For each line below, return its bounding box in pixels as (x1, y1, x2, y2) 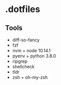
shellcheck (12, 64, 35, 69)
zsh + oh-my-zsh (12, 74, 48, 80)
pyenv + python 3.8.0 (12, 53, 56, 59)
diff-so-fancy (12, 37, 40, 43)
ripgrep (12, 58, 28, 64)
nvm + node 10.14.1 (12, 48, 51, 53)
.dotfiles (5, 4, 41, 15)
